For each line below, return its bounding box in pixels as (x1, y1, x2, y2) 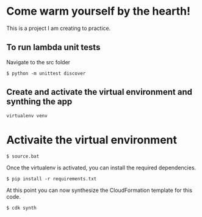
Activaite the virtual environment (6, 133, 178, 147)
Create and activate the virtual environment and (6, 87, 192, 97)
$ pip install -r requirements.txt (6, 175, 97, 182)
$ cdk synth (6, 205, 37, 211)
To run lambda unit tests (6, 42, 101, 53)
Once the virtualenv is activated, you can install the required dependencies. (6, 164, 197, 171)
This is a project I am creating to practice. (6, 24, 111, 32)
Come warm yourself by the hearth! (6, 4, 191, 18)
